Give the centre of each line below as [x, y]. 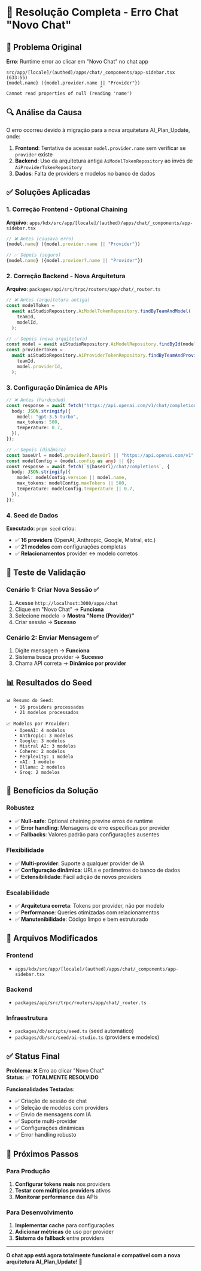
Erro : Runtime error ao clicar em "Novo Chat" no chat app [77, 61]
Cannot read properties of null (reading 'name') [69, 94]
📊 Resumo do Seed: [30, 700]
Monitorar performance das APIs [56, 1197]
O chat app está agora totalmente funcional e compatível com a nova [93, 1255]
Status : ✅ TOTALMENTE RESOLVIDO [52, 1077]
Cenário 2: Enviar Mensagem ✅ [52, 637]
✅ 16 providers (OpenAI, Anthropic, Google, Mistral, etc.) [85, 540]
